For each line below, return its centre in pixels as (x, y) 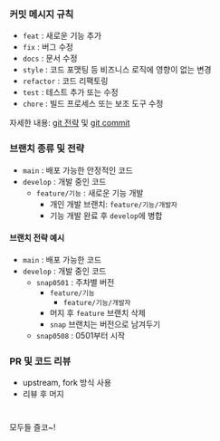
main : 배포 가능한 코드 (62, 259)
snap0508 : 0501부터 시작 (80, 335)
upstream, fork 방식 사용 (67, 383)
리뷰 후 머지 (43, 394)
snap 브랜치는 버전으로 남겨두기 (105, 324)
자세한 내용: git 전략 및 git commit (70, 123)
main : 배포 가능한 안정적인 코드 (77, 170)
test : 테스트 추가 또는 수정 (71, 92)
